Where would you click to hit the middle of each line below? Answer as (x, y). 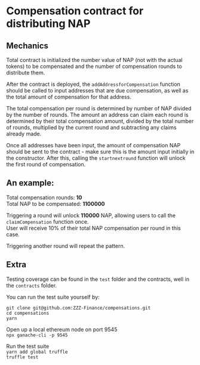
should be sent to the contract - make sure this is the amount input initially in (100, 151)
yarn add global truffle (37, 352)
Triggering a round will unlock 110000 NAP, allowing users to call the (91, 215)
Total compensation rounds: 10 (44, 197)
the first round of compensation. (46, 164)
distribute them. (26, 72)
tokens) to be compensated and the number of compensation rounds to (94, 66)
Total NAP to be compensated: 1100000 (56, 203)
